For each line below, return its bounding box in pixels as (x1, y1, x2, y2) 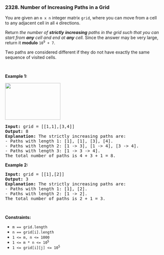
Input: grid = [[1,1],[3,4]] (5, 124, 75, 129)
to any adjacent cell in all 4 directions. (5, 20, 81, 26)
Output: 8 (5, 128, 28, 134)
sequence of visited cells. (5, 55, 57, 60)
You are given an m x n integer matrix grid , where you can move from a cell (5, 15, 157, 21)
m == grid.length (12, 225, 48, 230)
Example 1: (5, 73, 28, 79)
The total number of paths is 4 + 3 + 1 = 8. (5, 153, 116, 159)
